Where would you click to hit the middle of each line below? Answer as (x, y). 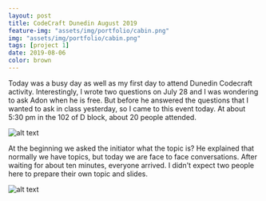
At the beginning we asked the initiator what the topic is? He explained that (131, 148)
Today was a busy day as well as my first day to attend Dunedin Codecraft (131, 83)
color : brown (30, 61)
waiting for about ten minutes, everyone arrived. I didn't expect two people (131, 165)
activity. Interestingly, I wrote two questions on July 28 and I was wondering (133, 91)
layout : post (30, 16)
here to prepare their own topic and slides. (78, 174)
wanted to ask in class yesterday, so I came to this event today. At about (127, 108)
